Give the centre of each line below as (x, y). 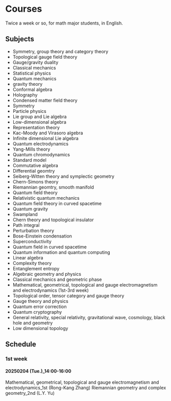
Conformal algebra (32, 89)
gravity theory (27, 84)
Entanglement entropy (36, 268)
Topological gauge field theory (45, 57)
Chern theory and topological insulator (53, 220)
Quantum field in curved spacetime (50, 247)
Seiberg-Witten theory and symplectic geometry (64, 176)
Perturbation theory (33, 230)
